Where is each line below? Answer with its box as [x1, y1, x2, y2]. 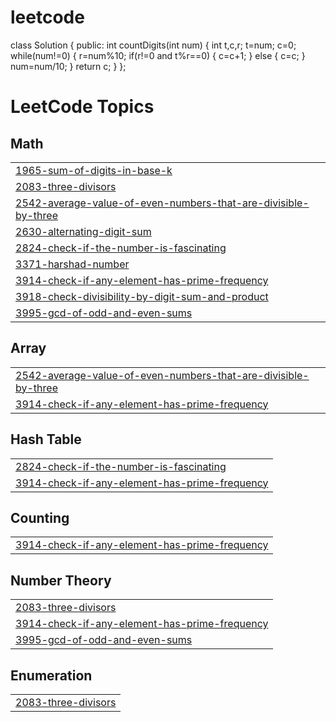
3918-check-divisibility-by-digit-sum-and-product [15, 289, 269, 303]
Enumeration [10, 667, 93, 684]
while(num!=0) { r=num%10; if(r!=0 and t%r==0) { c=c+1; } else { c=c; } [10, 49, 306, 61]
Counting [10, 509, 70, 526]
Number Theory [10, 572, 112, 589]
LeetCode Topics [10, 96, 155, 118]
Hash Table [10, 431, 82, 448]
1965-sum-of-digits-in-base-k [15, 163, 173, 177]
